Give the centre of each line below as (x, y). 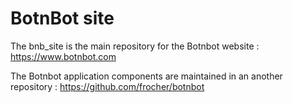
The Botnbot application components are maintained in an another (146, 76)
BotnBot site (62, 18)
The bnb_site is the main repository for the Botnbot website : (135, 46)
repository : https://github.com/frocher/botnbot (107, 86)
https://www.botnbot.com (63, 56)
